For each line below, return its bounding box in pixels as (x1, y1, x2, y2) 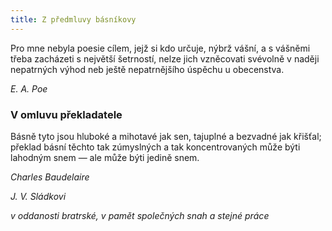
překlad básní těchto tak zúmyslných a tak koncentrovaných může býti (10, 141, 301, 153)
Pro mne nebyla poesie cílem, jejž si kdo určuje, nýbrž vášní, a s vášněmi (10, 42, 311, 54)
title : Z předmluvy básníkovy (10, 14, 137, 25)
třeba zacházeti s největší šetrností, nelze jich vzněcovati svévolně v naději (10, 52, 320, 65)
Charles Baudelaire (10, 171, 90, 183)
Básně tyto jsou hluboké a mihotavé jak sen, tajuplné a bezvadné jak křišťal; (10, 130, 322, 142)
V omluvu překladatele (10, 107, 123, 121)
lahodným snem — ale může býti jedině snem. (10, 151, 200, 163)
